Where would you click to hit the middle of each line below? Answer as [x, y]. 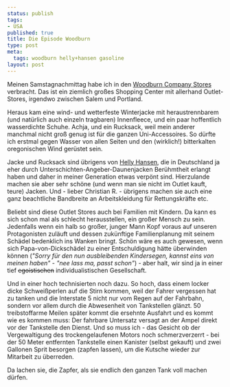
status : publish [30, 13]
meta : [15, 52]
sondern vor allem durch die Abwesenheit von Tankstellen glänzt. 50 [104, 305]
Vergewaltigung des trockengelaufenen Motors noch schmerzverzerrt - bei [113, 335]
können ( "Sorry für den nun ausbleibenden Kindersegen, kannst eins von [111, 256]
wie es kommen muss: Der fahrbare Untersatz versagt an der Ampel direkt [112, 320]
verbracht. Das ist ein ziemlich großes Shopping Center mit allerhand [105, 91]
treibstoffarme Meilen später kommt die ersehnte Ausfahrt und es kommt [110, 313]
